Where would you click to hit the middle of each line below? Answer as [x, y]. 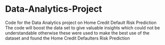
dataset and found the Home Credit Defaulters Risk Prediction [68, 38]
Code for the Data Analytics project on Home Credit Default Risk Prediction [81, 22]
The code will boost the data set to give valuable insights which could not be [82, 27]
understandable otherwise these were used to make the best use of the [77, 33]
